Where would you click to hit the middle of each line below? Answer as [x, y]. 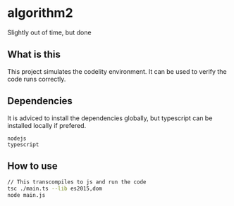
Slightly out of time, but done [49, 32]
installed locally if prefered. [47, 125]
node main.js [26, 195]
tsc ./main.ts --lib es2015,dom [55, 189]
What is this [34, 54]
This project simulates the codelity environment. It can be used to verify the [117, 71]
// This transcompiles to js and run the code [77, 182]
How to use [32, 166]
